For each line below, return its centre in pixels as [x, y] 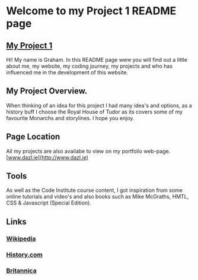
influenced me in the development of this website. [67, 72]
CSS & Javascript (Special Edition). [49, 203]
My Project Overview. [47, 91]
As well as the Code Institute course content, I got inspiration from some [94, 190]
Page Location [33, 137]
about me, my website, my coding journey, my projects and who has [90, 66]
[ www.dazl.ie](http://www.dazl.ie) [47, 157]
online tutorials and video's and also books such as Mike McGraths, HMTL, [98, 197]
